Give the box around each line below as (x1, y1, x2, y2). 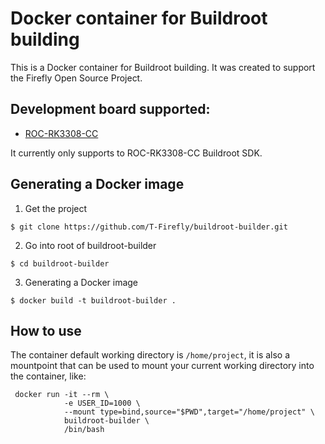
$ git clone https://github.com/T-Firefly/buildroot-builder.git (10, 222, 288, 232)
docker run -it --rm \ (14, 390, 110, 400)
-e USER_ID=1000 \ (63, 398, 141, 409)
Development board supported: (10, 101, 211, 118)
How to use (10, 322, 82, 339)
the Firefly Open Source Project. (10, 72, 143, 84)
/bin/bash (63, 425, 105, 435)
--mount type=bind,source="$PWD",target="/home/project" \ (63, 407, 315, 417)
